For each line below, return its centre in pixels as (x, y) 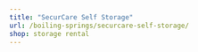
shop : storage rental (49, 33)
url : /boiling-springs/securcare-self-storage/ (99, 26)
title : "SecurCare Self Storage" (71, 17)
